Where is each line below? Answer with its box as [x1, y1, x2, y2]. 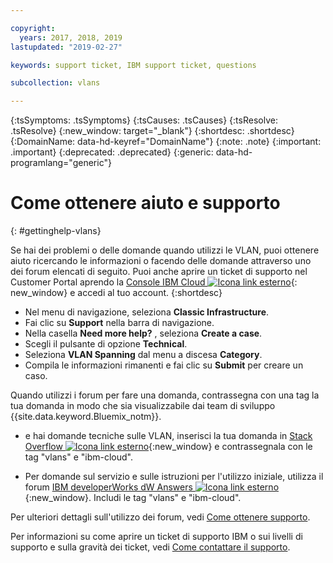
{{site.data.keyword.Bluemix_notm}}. [10, 411, 162, 423]
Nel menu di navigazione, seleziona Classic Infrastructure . [24, 306, 270, 318]
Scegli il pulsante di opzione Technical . [24, 338, 188, 350]
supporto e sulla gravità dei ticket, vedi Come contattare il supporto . [10, 541, 291, 553]
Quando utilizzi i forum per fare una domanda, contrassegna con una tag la [10, 389, 320, 401]
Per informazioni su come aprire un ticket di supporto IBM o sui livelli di [10, 531, 303, 543]
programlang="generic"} [10, 157, 112, 169]
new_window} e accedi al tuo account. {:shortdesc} [10, 287, 223, 299]
